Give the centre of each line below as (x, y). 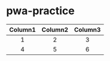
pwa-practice (40, 11)
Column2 (55, 30)
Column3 (87, 30)
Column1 (22, 30)
